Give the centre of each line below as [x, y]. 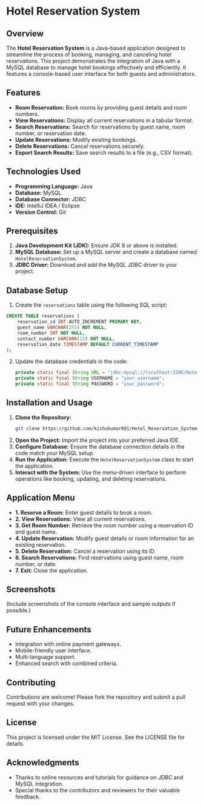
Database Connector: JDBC [51, 199]
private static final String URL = [60, 373]
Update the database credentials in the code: [72, 361]
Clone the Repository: [43, 417]
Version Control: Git [41, 212]
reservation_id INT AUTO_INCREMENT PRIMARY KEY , [80, 322]
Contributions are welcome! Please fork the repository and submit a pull [96, 697]
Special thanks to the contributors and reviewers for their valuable [98, 790]
